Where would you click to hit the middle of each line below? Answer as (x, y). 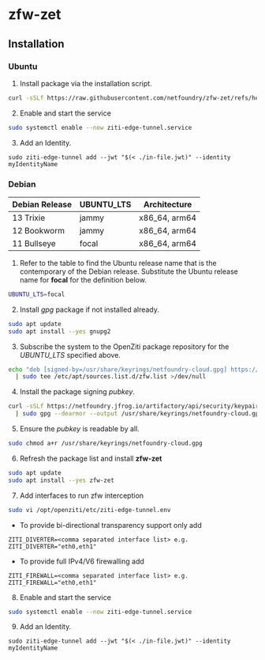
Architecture (168, 204)
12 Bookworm (39, 230)
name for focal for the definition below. (83, 279)
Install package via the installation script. (86, 83)
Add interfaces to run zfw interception (82, 495)
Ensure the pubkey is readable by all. (79, 429)
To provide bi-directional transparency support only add (111, 525)
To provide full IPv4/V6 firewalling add (82, 561)
